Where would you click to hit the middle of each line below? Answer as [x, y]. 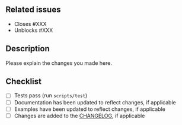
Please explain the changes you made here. [59, 63]
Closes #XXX [30, 24]
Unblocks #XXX [33, 30]
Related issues [33, 10]
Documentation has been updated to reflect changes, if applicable [95, 102]
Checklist [24, 82]
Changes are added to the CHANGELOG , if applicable [79, 116]
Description [28, 49]
